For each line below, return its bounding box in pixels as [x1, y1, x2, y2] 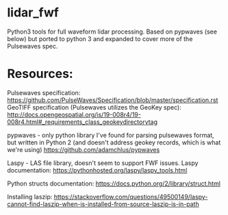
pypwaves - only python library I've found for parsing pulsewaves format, [7, 131, 214, 139]
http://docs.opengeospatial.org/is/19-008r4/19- [7, 110, 142, 118]
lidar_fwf [7, 5, 60, 21]
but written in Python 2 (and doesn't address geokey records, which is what [7, 138, 221, 147]
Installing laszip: [7, 192, 53, 201]
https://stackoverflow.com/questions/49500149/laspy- [53, 192, 208, 201]
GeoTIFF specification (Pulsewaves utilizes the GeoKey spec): [7, 103, 181, 111]
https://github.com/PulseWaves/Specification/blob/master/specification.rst [7, 96, 218, 104]
